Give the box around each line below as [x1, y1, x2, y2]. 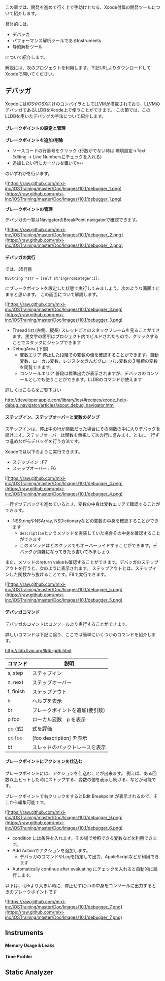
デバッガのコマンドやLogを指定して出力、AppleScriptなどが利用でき [19, 853, 159, 860]
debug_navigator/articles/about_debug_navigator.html [5, 402, 115, 408]
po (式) [7, 725, 24, 732]
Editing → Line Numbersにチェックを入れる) [12, 154, 102, 160]
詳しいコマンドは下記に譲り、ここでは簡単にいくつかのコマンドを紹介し [5, 631, 152, 638]
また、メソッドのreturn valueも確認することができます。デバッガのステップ [5, 559, 159, 565]
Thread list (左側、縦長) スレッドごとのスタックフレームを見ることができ [12, 327, 161, 333]
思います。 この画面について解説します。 [18, 292, 100, 298]
